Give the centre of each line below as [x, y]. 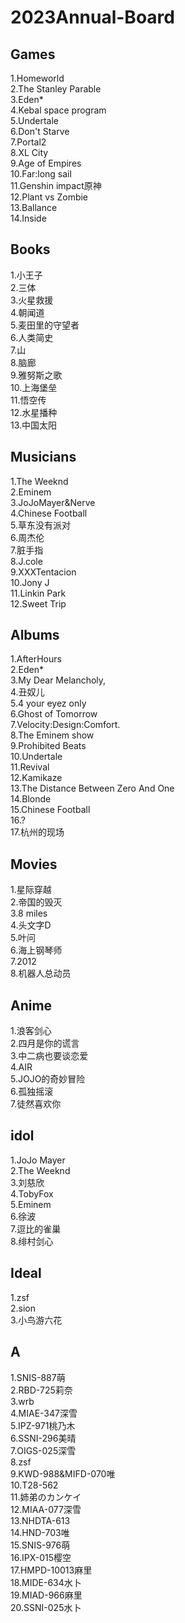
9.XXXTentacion [43, 572]
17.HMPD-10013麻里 [51, 1570]
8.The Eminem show [52, 735]
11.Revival [30, 767]
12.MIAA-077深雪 [46, 1509]
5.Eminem [31, 1204]
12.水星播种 [34, 412]
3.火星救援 [32, 300]
